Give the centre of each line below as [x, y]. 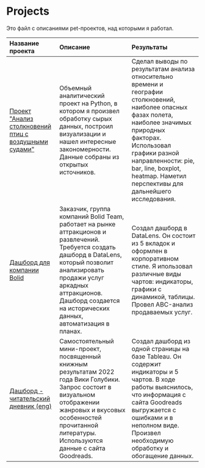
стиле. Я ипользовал [162, 266]
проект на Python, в [88, 103]
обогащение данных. [163, 456]
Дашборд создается [89, 300]
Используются [81, 440]
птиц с [19, 134]
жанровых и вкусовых [92, 410]
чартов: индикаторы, [162, 281]
